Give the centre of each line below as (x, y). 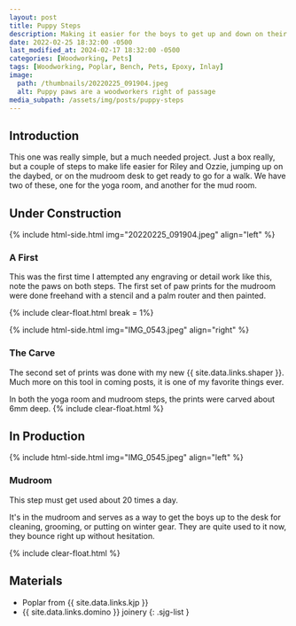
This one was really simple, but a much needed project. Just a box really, (142, 157)
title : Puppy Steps (45, 26)
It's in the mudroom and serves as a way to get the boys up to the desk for (145, 517)
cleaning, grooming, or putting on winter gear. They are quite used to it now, (148, 526)
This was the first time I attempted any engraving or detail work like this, (141, 277)
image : (21, 75)
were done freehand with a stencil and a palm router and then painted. (138, 296)
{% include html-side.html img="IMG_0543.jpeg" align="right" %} (129, 330)
